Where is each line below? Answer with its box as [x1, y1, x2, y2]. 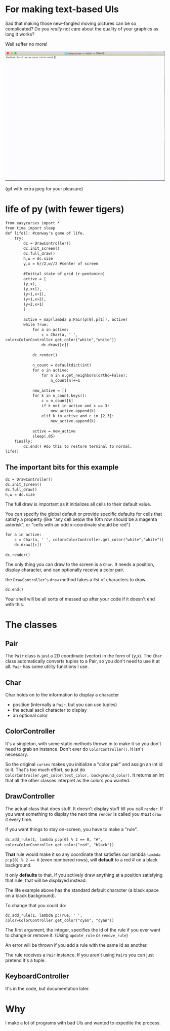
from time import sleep [5, 226, 56, 231]
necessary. [5, 751, 29, 757]
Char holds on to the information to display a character [5, 692, 119, 698]
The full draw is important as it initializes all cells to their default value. [5, 501, 152, 507]
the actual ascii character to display [12, 707, 87, 713]
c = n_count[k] [41, 398, 73, 404]
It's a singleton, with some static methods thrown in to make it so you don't [5, 740, 161, 747]
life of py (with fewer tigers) [5, 203, 124, 215]
